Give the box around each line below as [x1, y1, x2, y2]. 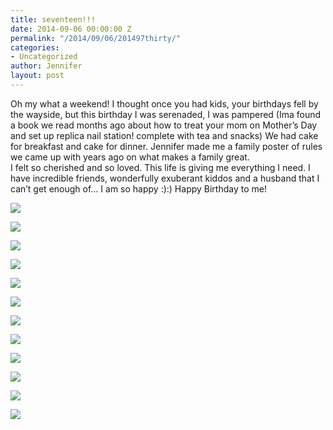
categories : [10, 42, 60, 53]
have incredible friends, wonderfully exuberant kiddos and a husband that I [10, 172, 320, 184]
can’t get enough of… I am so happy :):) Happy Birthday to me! [10, 182, 267, 195]
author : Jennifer [10, 61, 83, 71]
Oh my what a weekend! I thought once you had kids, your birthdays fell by [10, 97, 319, 110]
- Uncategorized [10, 52, 78, 62]
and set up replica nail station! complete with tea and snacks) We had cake [10, 129, 319, 141]
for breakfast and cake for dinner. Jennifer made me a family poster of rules [10, 140, 323, 152]
